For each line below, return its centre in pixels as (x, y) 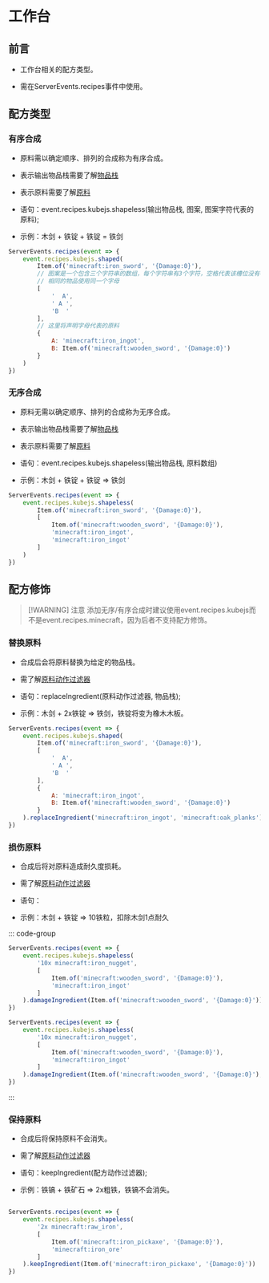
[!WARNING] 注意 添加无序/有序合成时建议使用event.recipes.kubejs (139, 610)
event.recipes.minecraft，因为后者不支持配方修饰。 (127, 620)
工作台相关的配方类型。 (58, 69)
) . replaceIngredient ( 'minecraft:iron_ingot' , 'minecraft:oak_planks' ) (143, 818)
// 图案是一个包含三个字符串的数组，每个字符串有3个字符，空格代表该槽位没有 (149, 274)
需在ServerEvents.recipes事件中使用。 (83, 86)
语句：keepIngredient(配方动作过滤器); (84, 1173)
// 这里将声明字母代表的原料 (78, 326)
